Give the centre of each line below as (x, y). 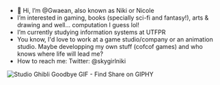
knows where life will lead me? (60, 54)
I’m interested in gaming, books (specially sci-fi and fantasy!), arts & (113, 18)
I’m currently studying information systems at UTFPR (91, 32)
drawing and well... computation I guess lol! (78, 25)
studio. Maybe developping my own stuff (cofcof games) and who (110, 47)
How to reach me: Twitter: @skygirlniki (71, 61)
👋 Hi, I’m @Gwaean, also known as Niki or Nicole (86, 11)
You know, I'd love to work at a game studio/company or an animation (115, 39)
